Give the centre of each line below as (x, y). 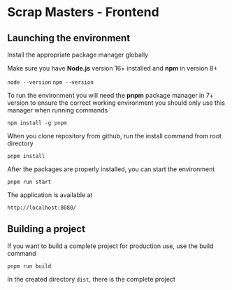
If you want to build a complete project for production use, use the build (110, 246)
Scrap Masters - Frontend (83, 12)
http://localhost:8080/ (42, 208)
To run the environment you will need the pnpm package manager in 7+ (111, 95)
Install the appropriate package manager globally (78, 55)
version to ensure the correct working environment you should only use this (116, 103)
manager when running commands (58, 110)
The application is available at (50, 195)
